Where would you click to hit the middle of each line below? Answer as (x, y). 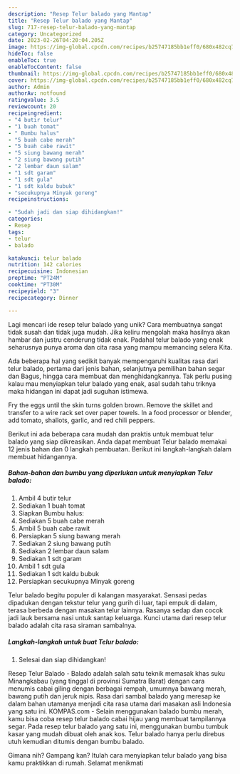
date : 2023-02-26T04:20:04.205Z (56, 41)
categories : (26, 219)
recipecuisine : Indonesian (48, 271)
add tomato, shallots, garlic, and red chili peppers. (82, 420)
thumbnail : (24, 73)
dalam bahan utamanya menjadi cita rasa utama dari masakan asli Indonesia (120, 704)
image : (18, 47)
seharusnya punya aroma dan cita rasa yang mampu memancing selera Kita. (120, 347)
